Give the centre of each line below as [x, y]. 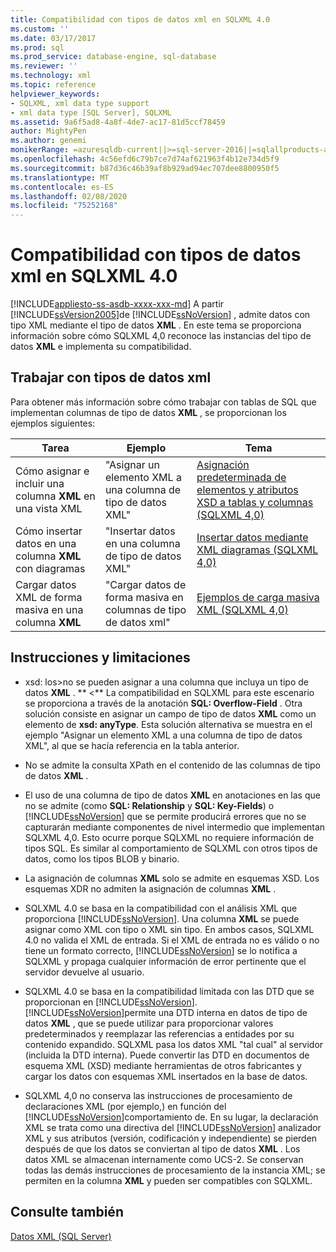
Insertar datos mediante [252, 537]
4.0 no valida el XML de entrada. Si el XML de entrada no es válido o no [172, 940]
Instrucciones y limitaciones [100, 657]
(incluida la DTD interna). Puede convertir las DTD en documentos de [167, 1055]
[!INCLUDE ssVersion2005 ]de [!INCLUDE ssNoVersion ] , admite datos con [160, 315]
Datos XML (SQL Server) [61, 1236]
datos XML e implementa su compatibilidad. [101, 347]
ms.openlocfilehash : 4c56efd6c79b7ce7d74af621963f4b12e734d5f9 [145, 159]
